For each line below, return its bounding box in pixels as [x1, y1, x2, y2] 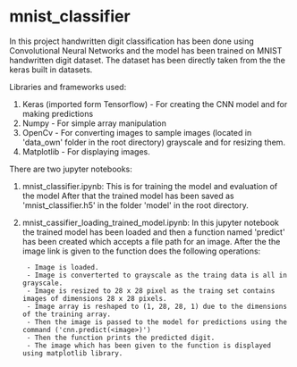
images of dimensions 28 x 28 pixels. [21, 294, 167, 303]
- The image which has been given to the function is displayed [26, 341, 271, 350]
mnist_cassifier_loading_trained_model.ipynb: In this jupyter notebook [21, 217, 279, 228]
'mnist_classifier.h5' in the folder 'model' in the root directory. [21, 199, 249, 211]
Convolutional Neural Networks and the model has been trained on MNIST [9, 45, 283, 55]
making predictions [21, 108, 94, 119]
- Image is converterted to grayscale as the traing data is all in [26, 271, 288, 279]
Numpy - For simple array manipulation [21, 118, 167, 129]
